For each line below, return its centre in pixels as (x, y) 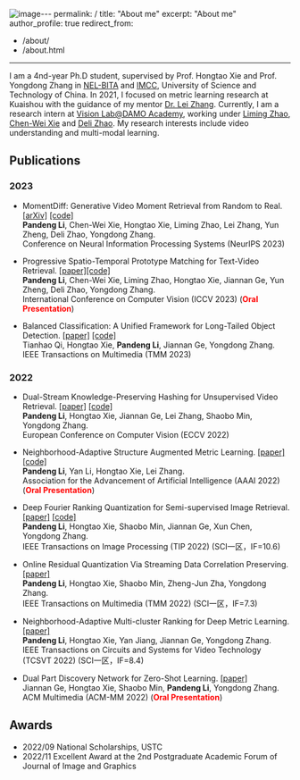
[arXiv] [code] (48, 215)
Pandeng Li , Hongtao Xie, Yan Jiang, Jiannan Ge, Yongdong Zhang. (147, 640)
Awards (31, 725)
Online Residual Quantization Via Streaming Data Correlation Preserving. (155, 564)
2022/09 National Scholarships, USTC (92, 747)
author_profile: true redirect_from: (71, 23)
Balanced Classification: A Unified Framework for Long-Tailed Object (149, 325)
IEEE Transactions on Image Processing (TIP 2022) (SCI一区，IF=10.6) (151, 546)
